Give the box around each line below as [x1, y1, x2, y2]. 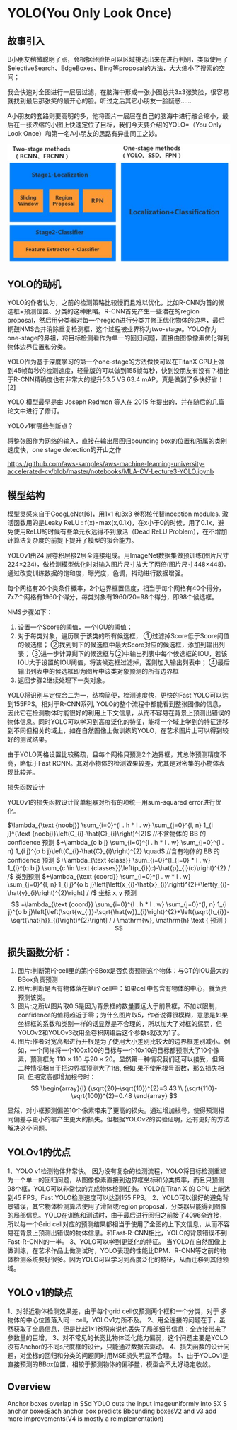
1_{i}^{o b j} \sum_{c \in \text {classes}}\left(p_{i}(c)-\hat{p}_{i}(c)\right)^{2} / [7, 864, 231, 872]
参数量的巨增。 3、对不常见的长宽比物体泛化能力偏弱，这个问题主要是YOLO [7, 1333, 229, 1342]
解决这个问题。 [7, 1124, 51, 1132]
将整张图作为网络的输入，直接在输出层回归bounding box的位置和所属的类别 [7, 437, 228, 445]
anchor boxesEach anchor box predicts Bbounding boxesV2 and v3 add [7, 1407, 217, 1416]
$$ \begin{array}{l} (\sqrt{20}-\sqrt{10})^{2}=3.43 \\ [30, 1084, 183, 1092]
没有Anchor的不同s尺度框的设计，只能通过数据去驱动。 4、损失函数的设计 [7, 1342, 224, 1351]
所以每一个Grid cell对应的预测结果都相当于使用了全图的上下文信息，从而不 [7, 1219, 224, 1228]
